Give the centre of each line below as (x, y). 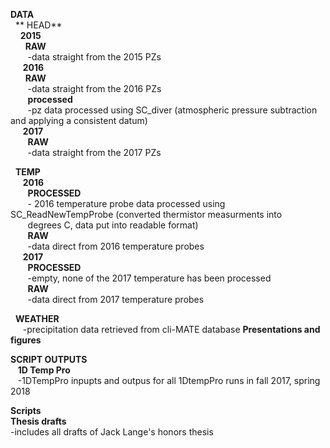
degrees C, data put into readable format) (113, 225)
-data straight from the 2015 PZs (94, 57)
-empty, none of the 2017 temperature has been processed (149, 278)
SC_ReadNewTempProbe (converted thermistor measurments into (146, 214)
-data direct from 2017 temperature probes (116, 299)
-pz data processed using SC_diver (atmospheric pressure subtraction (172, 110)
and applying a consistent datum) (79, 120)
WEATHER (37, 318)
